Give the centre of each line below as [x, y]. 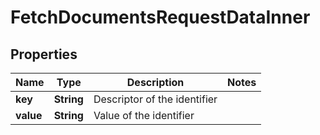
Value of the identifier [144, 115]
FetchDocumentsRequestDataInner [160, 17]
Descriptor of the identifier [155, 99]
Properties [44, 54]
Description [155, 82]
